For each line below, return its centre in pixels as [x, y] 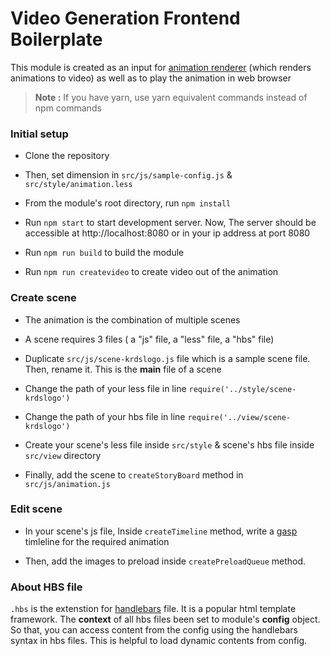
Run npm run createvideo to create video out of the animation [151, 272]
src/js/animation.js [67, 484]
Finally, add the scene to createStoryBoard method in [134, 474]
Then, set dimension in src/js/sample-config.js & [128, 175]
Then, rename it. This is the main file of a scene [123, 369]
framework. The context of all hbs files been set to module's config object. [165, 619]
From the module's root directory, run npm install [128, 203]
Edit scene [36, 509]
